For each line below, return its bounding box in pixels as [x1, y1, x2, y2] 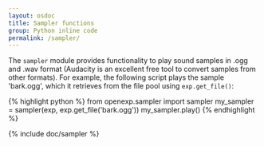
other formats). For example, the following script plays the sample [8, 73, 225, 82]
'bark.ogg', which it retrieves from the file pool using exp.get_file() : [8, 81, 234, 91]
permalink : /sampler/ [8, 34, 81, 42]
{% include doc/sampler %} [8, 129, 100, 139]
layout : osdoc [8, 11, 56, 20]
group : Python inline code [8, 26, 98, 34]
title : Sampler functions [8, 19, 94, 27]
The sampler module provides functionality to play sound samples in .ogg [8, 56, 249, 65]
